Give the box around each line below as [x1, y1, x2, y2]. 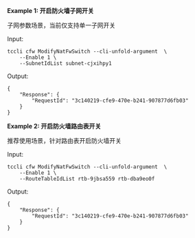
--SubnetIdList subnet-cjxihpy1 [19, 60, 112, 67]
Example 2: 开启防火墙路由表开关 [7, 122, 102, 130]
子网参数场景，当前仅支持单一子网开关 [7, 21, 115, 29]
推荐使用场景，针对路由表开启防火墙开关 [7, 137, 122, 144]
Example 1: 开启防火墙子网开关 [7, 7, 94, 14]
